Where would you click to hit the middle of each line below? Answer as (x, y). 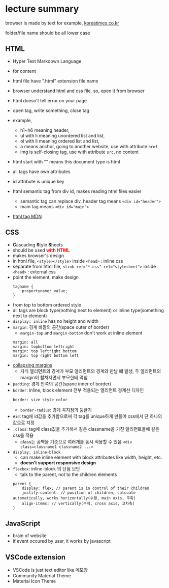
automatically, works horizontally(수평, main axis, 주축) (74, 498)
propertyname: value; (45, 291)
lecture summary (42, 9)
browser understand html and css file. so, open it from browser (78, 91)
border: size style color (40, 400)
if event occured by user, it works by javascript (61, 541)
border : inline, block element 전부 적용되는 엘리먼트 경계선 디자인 (78, 390)
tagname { (23, 286)
